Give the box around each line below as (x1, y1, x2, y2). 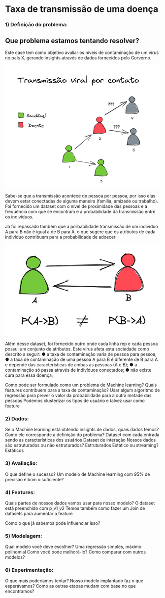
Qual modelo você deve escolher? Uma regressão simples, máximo (5, 544, 142, 550)
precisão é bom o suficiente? (5, 476, 64, 482)
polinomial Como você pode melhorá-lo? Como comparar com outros (5, 549, 146, 555)
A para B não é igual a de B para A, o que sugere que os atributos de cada (5, 229, 156, 235)
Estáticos (5, 448, 24, 453)
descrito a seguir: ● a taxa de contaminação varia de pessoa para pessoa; (5, 351, 157, 357)
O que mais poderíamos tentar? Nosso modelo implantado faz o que (5, 578, 144, 584)
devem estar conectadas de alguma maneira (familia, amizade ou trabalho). (5, 198, 159, 204)
